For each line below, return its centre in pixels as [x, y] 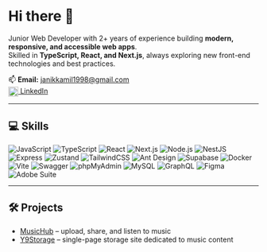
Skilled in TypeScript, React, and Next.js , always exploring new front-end [129, 55]
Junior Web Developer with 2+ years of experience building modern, [121, 38]
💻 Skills [29, 126]
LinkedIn [34, 91]
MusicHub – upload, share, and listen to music [95, 231]
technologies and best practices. [62, 64]
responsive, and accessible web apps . [73, 46]
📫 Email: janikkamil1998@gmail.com [69, 79]
